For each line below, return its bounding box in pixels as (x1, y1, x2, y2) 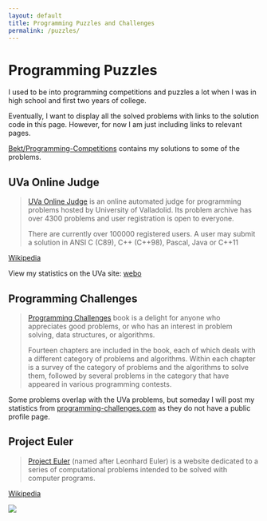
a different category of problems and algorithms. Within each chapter (27, 353, 256, 364)
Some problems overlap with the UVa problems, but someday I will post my (8, 395, 255, 404)
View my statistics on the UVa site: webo (8, 268, 142, 278)
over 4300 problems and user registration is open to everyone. (27, 213, 234, 224)
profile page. (8, 412, 50, 421)
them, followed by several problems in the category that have (27, 371, 230, 380)
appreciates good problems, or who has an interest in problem (27, 321, 233, 331)
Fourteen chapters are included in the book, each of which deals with (27, 345, 257, 355)
